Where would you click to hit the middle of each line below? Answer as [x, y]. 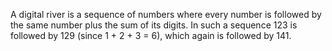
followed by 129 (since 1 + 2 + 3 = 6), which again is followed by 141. [151, 35]
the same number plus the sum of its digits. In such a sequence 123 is [154, 25]
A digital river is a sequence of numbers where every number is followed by [166, 14]
